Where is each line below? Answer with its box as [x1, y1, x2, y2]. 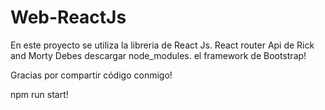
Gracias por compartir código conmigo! [10, 69, 173, 81]
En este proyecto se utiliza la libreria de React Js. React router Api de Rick [10, 39, 315, 51]
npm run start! [10, 88, 69, 100]
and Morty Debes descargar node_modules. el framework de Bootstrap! [10, 49, 307, 61]
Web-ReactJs [10, 6, 127, 29]
